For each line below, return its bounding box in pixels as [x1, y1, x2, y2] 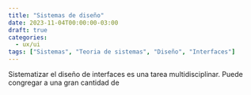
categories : [8, 33, 48, 42]
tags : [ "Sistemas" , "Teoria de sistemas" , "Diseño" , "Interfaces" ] [8, 48, 236, 56]
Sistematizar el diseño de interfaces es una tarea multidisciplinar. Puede [8, 70, 243, 79]
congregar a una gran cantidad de [8, 78, 120, 87]
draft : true [8, 26, 48, 34]
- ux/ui [15, 41, 41, 49]
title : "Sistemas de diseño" [8, 11, 105, 20]
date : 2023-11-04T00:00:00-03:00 [8, 19, 119, 27]
